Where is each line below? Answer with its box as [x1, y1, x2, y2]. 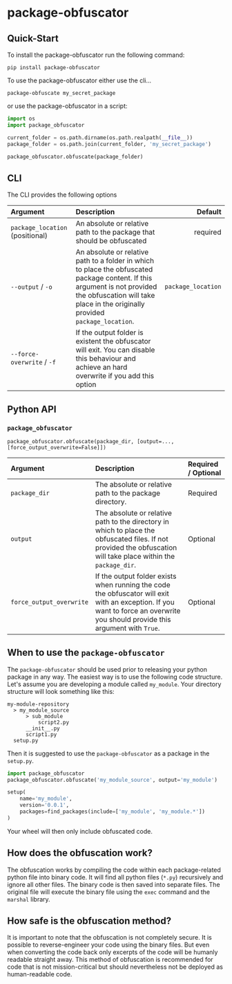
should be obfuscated [75, 236, 147, 246]
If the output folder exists [95, 571, 177, 581]
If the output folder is [75, 328, 144, 337]
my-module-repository [7, 701, 70, 708]
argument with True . [95, 623, 160, 633]
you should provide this [95, 614, 171, 624]
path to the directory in [95, 517, 169, 526]
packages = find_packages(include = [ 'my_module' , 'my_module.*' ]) [19, 808, 206, 815]
